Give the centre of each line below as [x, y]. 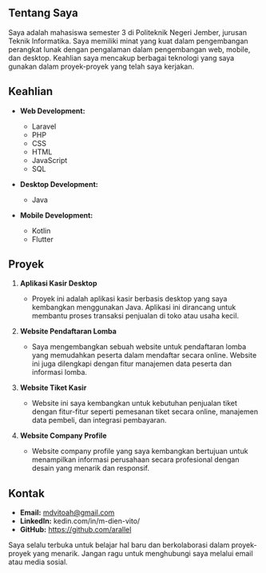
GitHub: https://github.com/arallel [75, 530]
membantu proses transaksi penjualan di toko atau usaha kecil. [135, 316]
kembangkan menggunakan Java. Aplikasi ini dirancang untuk [134, 308]
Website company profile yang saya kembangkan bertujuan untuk [140, 452]
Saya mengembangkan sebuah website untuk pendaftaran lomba [139, 347]
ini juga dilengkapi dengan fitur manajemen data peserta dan [132, 364]
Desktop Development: [59, 184]
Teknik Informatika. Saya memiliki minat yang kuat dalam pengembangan [129, 41]
